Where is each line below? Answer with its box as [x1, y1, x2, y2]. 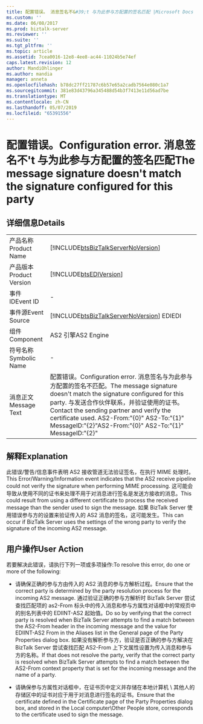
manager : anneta [6, 76, 47, 82]
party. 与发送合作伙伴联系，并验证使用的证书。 [50, 398, 184, 407]
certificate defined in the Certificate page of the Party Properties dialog [14, 698, 193, 705]
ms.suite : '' [6, 37, 39, 43]
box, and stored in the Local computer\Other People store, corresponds [14, 705, 193, 711]
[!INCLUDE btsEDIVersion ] [50, 270, 123, 278]
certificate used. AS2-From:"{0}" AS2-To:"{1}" [50, 414, 184, 423]
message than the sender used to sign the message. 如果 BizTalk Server [6, 504, 186, 512]
